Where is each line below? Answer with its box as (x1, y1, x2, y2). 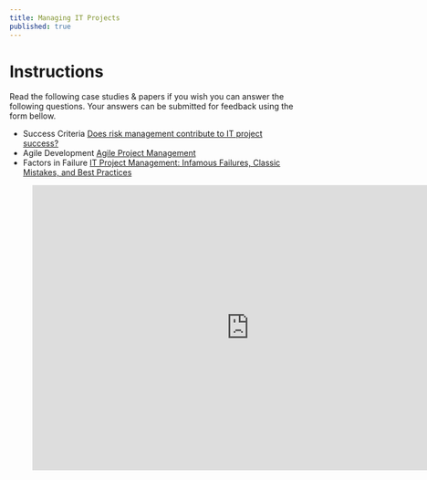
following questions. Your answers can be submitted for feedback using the (9, 101, 294, 112)
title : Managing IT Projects (9, 13, 120, 23)
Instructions (9, 61, 104, 82)
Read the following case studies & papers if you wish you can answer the (9, 91, 285, 102)
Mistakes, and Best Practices (22, 167, 132, 178)
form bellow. (9, 110, 57, 121)
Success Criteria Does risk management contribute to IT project (22, 129, 263, 140)
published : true (9, 22, 71, 31)
